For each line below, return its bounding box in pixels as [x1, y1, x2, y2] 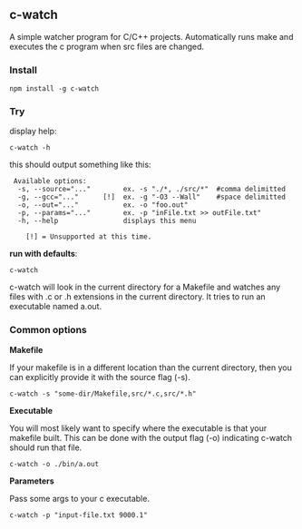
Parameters [9, 475, 54, 486]
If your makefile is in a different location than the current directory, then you [9, 362, 292, 373]
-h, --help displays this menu [17, 217, 197, 226]
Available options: [13, 177, 88, 186]
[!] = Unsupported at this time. [25, 232, 152, 241]
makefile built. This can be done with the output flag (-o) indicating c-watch [9, 432, 293, 443]
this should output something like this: [9, 159, 151, 171]
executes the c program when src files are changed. [9, 41, 205, 52]
